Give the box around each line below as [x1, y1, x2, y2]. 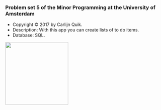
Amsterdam [5, 10, 35, 17]
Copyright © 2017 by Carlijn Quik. [12, 21, 83, 27]
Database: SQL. [12, 32, 45, 38]
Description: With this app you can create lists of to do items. [12, 27, 139, 33]
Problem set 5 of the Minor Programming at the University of [5, 4, 156, 11]
